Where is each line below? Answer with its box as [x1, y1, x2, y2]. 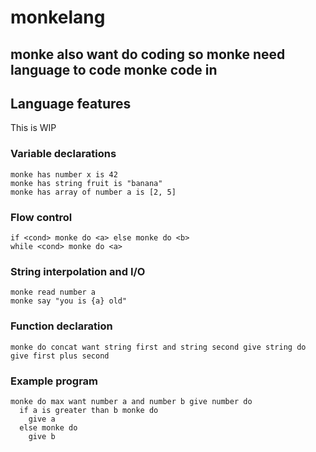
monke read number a [10, 287, 97, 298]
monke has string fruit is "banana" [10, 178, 163, 188]
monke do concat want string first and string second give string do [10, 342, 307, 352]
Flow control [10, 210, 73, 224]
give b [28, 431, 56, 441]
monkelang [10, 6, 106, 29]
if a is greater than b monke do [19, 405, 159, 415]
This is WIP [10, 122, 57, 134]
